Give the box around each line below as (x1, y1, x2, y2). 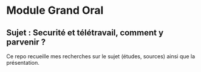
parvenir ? (6, 37, 46, 47)
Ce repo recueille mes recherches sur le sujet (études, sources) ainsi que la (6, 53, 196, 60)
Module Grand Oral (6, 4, 104, 17)
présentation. (6, 59, 39, 66)
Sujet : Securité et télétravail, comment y (6, 28, 164, 38)
